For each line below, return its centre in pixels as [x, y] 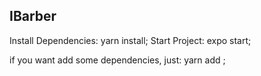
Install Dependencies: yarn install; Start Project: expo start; [130, 40]
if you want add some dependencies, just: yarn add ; [117, 60]
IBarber [33, 16]
